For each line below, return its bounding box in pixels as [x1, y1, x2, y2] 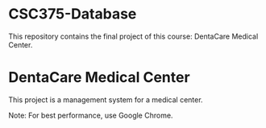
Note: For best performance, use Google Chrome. [8, 110, 173, 120]
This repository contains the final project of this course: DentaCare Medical [8, 31, 259, 41]
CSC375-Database [8, 5, 137, 23]
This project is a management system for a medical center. [8, 94, 203, 105]
